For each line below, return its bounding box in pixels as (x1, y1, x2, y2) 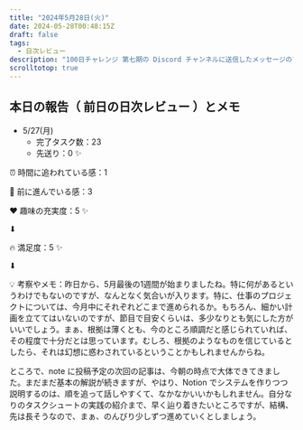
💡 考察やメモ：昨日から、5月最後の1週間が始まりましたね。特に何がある (9, 278, 278, 289)
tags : (9, 38, 30, 48)
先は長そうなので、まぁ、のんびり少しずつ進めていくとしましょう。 (9, 410, 262, 421)
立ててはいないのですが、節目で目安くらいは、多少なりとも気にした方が (24, 313, 294, 323)
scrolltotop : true (9, 64, 78, 73)
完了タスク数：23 (35, 136, 102, 147)
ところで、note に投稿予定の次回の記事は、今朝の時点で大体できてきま (9, 365, 273, 376)
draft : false (9, 30, 59, 39)
